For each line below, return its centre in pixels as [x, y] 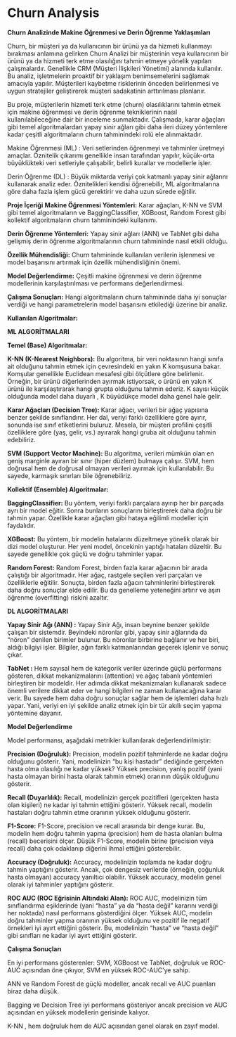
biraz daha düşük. [33, 991]
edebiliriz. [22, 439]
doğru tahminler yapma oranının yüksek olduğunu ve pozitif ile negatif [109, 920]
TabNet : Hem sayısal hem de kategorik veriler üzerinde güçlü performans [115, 668]
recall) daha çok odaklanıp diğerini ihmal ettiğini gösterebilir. [94, 848]
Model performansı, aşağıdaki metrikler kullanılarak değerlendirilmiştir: [109, 740]
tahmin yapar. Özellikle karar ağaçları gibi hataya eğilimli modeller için [108, 517]
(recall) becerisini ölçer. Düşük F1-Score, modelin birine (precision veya [111, 841]
